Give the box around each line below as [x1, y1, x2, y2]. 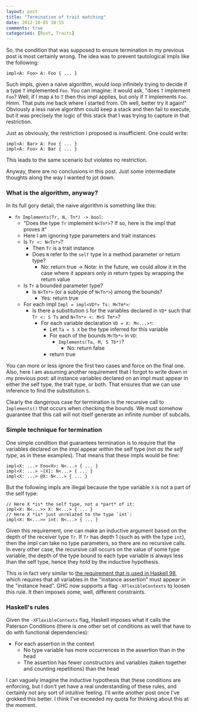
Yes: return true [40, 294, 79, 302]
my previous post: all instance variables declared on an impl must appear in [6, 374, 189, 382]
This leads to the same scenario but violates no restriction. [6, 156, 148, 163]
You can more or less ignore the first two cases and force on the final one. [6, 362, 185, 369]
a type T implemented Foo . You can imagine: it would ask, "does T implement [6, 87, 191, 94]
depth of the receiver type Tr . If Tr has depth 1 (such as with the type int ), [6, 533, 186, 540]
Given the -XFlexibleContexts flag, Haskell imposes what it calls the [6, 617, 171, 624]
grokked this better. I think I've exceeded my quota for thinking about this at [6, 695, 189, 702]
